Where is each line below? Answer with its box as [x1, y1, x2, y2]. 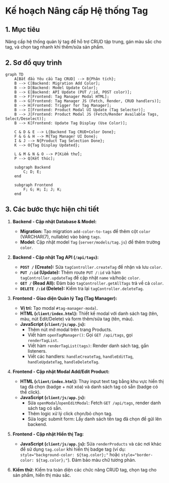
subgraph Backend [14, 165, 51, 170]
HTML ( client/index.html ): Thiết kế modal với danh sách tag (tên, [20, 310, 158, 316]
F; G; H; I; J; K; [23, 187, 62, 192]
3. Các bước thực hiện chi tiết [5, 205, 99, 214]
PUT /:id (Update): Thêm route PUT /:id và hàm [20, 269, 121, 275]
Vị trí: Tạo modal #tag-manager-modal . [20, 305, 98, 311]
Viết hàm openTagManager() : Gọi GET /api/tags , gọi [27, 331, 133, 338]
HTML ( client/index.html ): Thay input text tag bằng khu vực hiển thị [20, 378, 164, 384]
